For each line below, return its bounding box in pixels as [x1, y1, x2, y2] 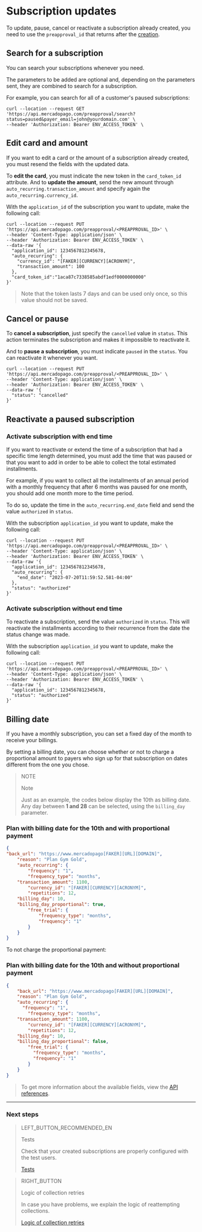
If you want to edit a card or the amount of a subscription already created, [6, 154, 189, 161]
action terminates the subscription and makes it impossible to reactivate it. [6, 336, 191, 344]
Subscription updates [6, 4, 117, 18]
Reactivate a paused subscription [6, 414, 135, 424]
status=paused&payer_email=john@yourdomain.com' [6, 116, 130, 122]
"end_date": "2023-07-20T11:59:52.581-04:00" [17, 575, 133, 581]
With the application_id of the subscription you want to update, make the [6, 203, 189, 210]
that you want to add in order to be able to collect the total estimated [6, 459, 176, 466]
